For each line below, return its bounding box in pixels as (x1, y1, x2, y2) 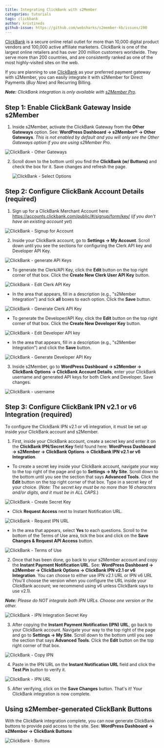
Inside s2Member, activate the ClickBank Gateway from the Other (12, 123, 145, 130)
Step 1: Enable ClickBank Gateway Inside (5, 103, 131, 112)
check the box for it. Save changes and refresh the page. (12, 164, 127, 169)
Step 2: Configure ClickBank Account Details (5, 187, 144, 196)
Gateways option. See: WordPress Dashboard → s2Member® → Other (12, 129, 156, 135)
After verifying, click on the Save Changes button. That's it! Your (12, 685, 143, 691)
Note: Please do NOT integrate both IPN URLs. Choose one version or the (5, 597, 154, 603)
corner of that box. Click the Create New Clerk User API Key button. (12, 272, 150, 278)
